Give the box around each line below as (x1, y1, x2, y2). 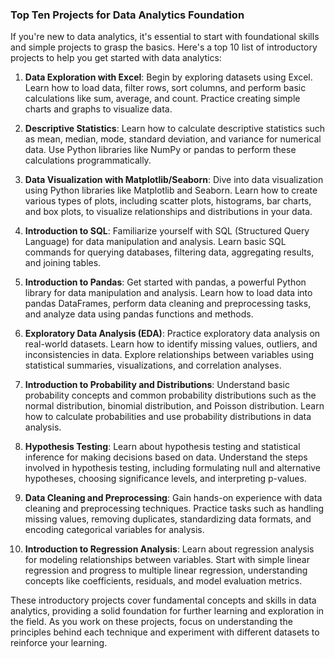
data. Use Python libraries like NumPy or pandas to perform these (24, 144, 297, 156)
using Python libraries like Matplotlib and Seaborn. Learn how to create (24, 184, 318, 197)
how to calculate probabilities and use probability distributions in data (24, 411, 312, 423)
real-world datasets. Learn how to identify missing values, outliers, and (24, 338, 318, 350)
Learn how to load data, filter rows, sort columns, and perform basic (24, 82, 307, 94)
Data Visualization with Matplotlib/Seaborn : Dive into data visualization (24, 174, 324, 186)
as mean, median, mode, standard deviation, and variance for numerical (24, 133, 322, 145)
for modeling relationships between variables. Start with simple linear (24, 554, 310, 566)
